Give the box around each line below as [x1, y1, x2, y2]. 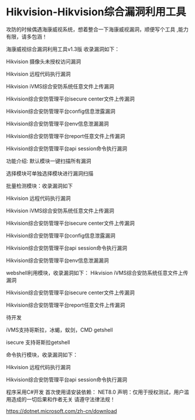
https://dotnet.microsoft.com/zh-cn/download [6, 407, 117, 414]
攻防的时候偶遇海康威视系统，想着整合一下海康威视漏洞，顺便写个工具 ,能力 [6, 26, 189, 33]
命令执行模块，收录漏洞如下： [6, 351, 78, 358]
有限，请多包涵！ [6, 33, 47, 40]
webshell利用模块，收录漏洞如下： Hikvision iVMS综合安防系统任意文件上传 [6, 269, 189, 276]
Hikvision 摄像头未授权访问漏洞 [6, 58, 81, 65]
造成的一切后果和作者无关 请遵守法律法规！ [11, 395, 115, 402]
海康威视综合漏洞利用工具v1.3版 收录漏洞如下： [6, 45, 120, 53]
